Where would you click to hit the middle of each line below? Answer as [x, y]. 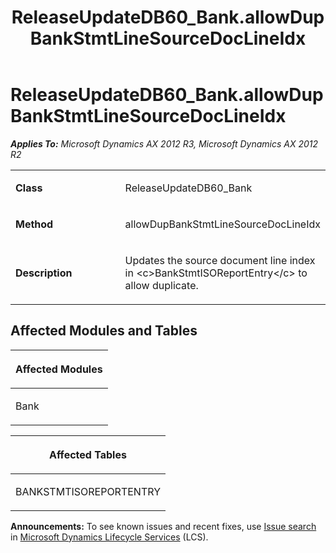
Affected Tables [88, 454]
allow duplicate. [161, 285]
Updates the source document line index [220, 260]
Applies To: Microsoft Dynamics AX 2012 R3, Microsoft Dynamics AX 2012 [164, 143]
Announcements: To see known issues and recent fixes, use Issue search [163, 526]
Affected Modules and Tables [104, 331]
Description [44, 273]
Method [34, 224]
